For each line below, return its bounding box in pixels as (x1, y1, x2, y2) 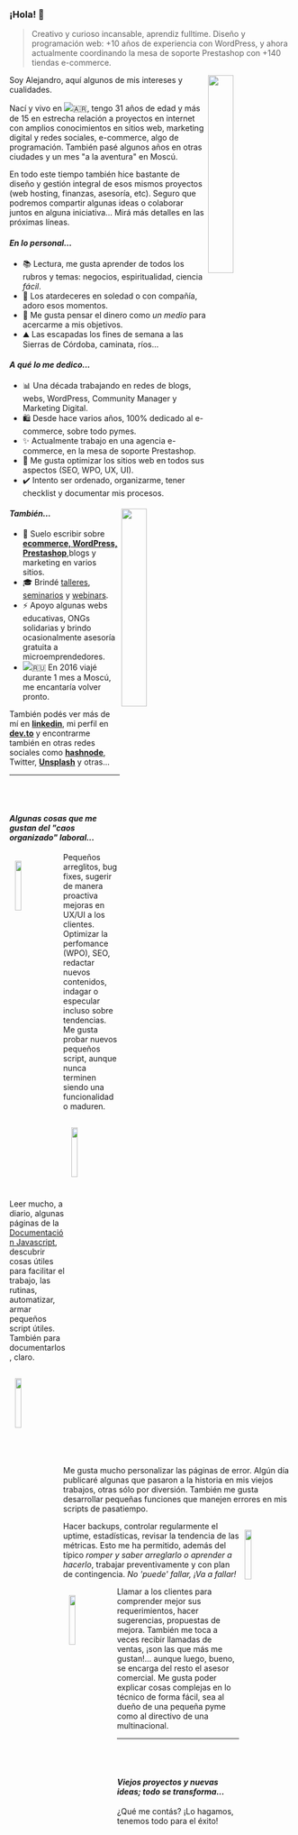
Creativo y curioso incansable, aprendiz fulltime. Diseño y (31, 29, 246, 40)
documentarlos (9, 1343, 66, 1353)
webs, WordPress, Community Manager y (22, 392, 177, 404)
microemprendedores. (22, 651, 105, 662)
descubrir (9, 1246, 46, 1257)
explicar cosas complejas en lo (116, 1682, 231, 1693)
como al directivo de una (116, 1711, 209, 1721)
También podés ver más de (9, 708, 111, 720)
